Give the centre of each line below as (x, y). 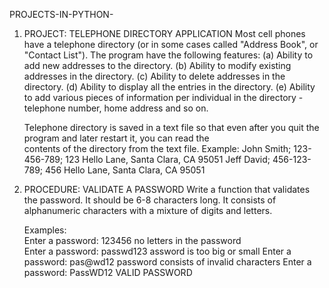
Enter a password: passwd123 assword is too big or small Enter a (157, 251)
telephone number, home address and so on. (116, 108)
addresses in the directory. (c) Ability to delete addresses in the (154, 76)
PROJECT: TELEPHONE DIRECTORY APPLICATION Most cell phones (164, 33)
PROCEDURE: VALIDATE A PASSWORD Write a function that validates (167, 189)
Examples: (45, 230)
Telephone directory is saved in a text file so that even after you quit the (171, 127)
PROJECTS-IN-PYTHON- (61, 14)
